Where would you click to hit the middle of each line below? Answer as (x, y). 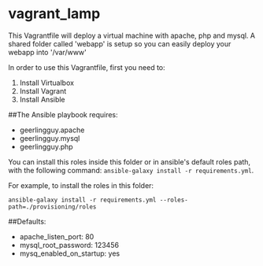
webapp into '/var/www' (47, 52)
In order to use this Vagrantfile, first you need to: (87, 67)
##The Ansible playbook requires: (63, 114)
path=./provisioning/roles (52, 207)
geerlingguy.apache (52, 130)
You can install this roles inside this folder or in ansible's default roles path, (129, 161)
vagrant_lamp (54, 14)
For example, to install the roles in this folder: (81, 185)
